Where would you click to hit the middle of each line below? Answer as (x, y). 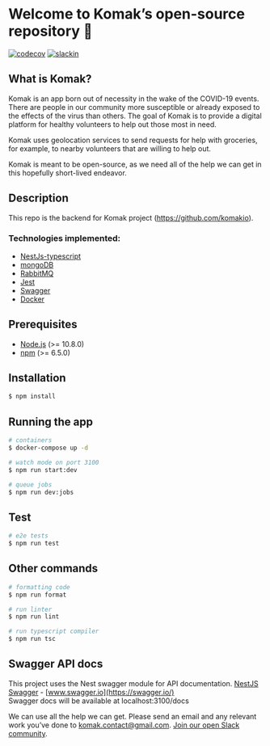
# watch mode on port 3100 (54, 462)
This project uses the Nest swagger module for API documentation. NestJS (133, 683)
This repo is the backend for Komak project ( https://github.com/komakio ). (131, 217)
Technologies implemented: (65, 238)
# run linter (30, 609)
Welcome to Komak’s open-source (127, 14)
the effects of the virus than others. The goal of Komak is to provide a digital (135, 116)
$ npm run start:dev (43, 470)
